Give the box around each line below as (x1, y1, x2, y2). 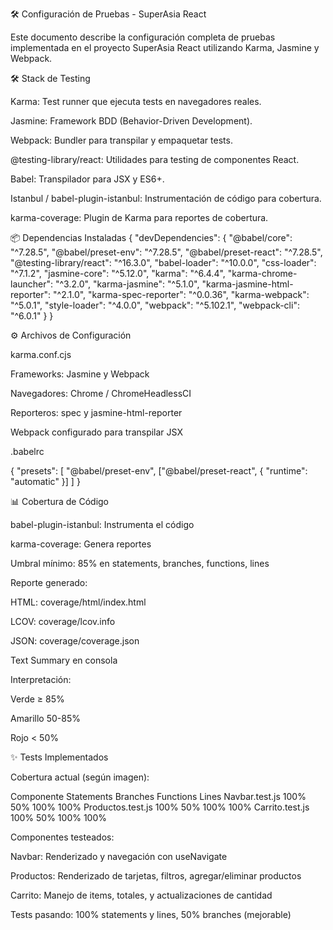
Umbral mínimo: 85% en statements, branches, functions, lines (10, 558, 270, 569)
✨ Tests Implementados (10, 751, 109, 763)
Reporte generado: (10, 577, 88, 588)
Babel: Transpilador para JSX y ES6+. (10, 173, 165, 185)
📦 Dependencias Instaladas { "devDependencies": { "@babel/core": (10, 232, 293, 243)
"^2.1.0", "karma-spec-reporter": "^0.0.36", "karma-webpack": (53, 289, 310, 300)
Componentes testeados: (10, 831, 115, 843)
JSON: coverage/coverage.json (10, 635, 140, 647)
